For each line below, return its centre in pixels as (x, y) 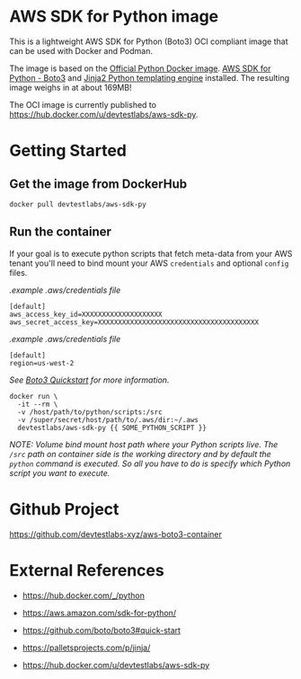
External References (87, 570)
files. (18, 272)
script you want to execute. (60, 472)
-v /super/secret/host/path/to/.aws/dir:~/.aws (108, 419)
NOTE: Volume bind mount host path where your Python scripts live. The (144, 444)
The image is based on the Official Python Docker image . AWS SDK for (140, 68)
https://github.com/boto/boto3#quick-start (102, 630)
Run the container (61, 232)
